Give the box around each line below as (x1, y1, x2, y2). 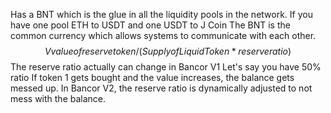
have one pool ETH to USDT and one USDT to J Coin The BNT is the (10, 19, 291, 31)
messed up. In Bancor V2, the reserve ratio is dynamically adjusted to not (10, 82, 313, 94)
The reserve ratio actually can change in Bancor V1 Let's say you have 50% (10, 61, 322, 73)
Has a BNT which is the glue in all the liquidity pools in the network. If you (10, 9, 313, 20)
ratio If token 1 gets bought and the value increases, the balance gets (10, 72, 295, 83)
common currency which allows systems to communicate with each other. (10, 30, 317, 41)
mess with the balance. (10, 93, 107, 104)
